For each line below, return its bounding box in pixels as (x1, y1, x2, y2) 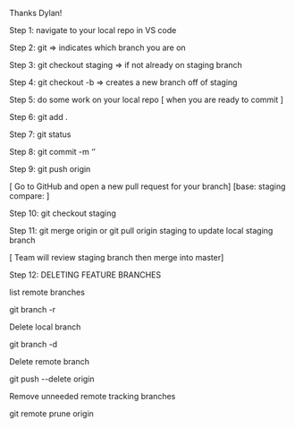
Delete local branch (9, 321, 81, 332)
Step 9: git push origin (9, 164, 91, 174)
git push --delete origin (9, 373, 96, 384)
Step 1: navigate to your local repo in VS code (9, 25, 177, 35)
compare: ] (9, 191, 50, 201)
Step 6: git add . (9, 112, 69, 122)
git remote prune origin (9, 408, 94, 419)
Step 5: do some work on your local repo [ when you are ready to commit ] (9, 94, 284, 105)
